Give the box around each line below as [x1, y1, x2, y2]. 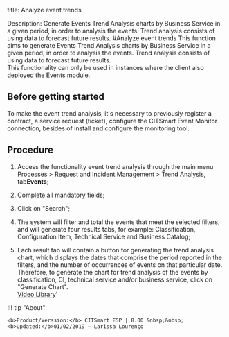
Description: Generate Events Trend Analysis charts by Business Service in [7, 19, 221, 27]
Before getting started [7, 91, 105, 103]
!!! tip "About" [7, 303, 46, 311]
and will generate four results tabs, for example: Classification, [17, 225, 196, 233]
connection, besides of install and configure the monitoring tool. [7, 124, 190, 132]
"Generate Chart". [17, 282, 68, 291]
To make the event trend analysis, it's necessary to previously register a [7, 109, 212, 117]
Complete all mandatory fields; [17, 191, 105, 199]
